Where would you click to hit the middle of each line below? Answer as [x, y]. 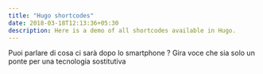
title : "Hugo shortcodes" [51, 16]
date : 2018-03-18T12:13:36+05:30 [64, 23]
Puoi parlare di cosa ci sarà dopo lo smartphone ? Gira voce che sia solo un [132, 53]
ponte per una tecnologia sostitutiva [67, 61]
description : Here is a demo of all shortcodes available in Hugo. [122, 30]
